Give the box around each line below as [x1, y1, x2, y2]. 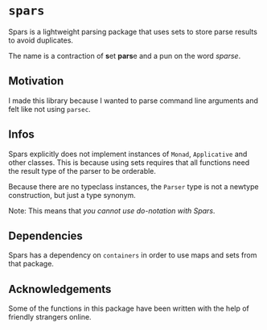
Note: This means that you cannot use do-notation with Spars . [8, 205, 216, 216]
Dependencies [8, 229, 83, 242]
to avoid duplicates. [8, 35, 74, 45]
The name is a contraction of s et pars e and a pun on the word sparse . [8, 51, 241, 60]
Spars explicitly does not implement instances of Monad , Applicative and [8, 149, 248, 159]
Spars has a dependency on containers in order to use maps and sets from [8, 250, 257, 260]
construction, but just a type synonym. [8, 190, 137, 200]
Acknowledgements [8, 282, 112, 296]
